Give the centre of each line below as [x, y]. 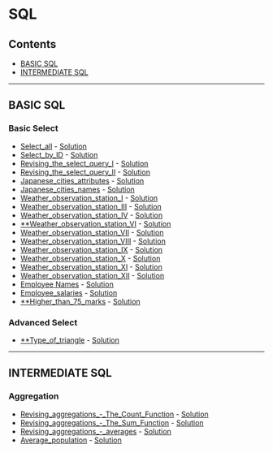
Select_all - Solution [54, 146]
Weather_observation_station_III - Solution [91, 206]
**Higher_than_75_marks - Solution [80, 301]
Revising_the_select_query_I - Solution [84, 163]
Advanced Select [43, 322]
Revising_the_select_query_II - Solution [85, 172]
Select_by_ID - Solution [59, 154]
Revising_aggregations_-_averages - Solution [96, 431]
